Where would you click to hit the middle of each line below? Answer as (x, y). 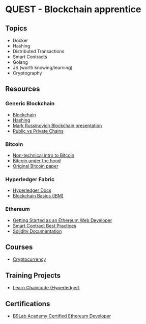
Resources (23, 89)
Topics (16, 28)
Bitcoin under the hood (37, 160)
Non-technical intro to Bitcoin (43, 155)
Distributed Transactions (38, 51)
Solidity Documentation (37, 231)
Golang (20, 62)
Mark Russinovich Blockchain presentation (57, 126)
